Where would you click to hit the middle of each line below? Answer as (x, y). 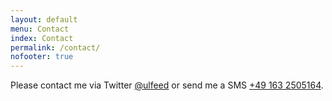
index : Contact (42, 38)
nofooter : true (42, 57)
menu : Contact (40, 29)
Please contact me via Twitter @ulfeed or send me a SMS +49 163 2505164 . (167, 85)
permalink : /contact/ (55, 47)
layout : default (44, 19)
